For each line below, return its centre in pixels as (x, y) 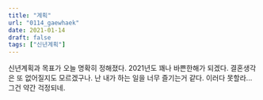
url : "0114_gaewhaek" (44, 23)
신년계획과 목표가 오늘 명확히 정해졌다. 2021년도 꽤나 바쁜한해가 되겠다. (118, 69)
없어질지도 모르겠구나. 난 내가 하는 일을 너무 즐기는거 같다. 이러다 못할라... (139, 78)
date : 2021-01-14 (37, 30)
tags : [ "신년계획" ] (37, 45)
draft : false (30, 37)
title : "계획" (30, 15)
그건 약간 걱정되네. (37, 88)
